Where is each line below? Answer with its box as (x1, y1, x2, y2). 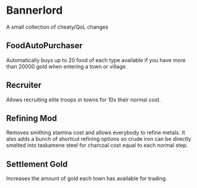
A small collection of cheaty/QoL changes (6, 23, 109, 30)
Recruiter (6, 80, 42, 90)
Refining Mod (6, 113, 58, 123)
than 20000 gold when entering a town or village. (6, 63, 127, 70)
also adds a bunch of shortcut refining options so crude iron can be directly (6, 135, 192, 143)
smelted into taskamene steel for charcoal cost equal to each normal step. (6, 141, 188, 149)
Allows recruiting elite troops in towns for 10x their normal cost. (6, 96, 161, 103)
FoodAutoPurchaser (6, 41, 83, 51)
